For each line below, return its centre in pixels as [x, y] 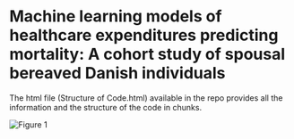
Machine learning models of [116, 16]
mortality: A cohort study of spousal [147, 54]
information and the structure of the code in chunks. [106, 107]
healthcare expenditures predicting [144, 35]
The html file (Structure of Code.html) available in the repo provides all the [146, 98]
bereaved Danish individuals [117, 74]
